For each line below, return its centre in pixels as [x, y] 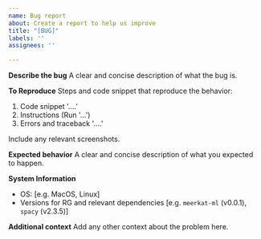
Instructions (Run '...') [55, 115]
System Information [42, 179]
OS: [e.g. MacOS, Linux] [60, 194]
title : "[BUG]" [34, 30]
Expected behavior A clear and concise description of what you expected [131, 155]
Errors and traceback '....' [61, 124]
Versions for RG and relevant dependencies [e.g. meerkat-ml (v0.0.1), [133, 203]
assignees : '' [32, 46]
